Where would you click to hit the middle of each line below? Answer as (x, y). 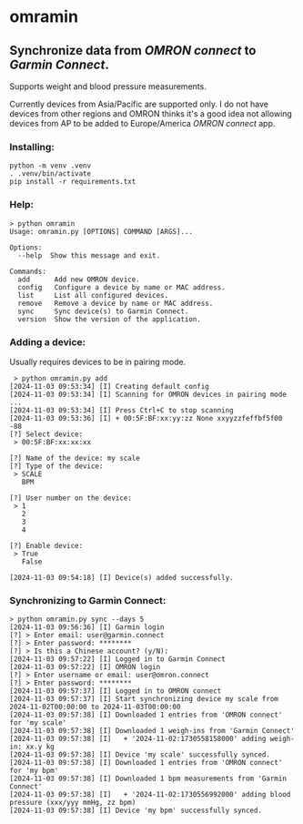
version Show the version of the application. (110, 319)
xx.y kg (40, 747)
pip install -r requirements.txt (73, 182)
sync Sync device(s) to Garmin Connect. (103, 311)
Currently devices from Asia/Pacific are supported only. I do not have (139, 104)
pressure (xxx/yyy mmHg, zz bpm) (73, 803)
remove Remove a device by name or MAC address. (116, 303)
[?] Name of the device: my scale (75, 458)
